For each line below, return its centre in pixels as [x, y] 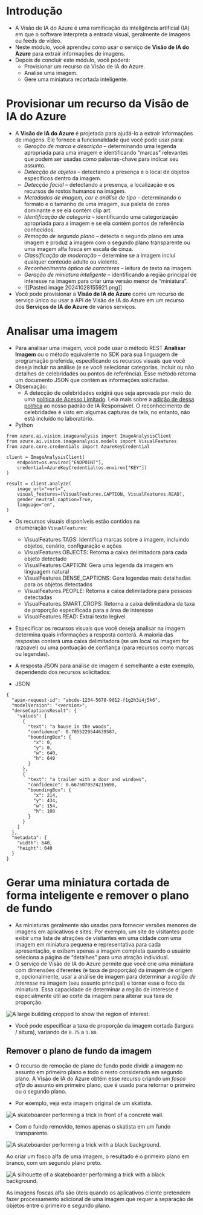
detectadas [38, 597]
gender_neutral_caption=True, [55, 499]
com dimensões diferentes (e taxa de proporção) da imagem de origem [104, 970]
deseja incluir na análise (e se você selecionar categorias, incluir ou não [105, 367]
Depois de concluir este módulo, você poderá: [72, 60]
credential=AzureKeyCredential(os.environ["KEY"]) [82, 468]
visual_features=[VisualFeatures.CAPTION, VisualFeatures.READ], [101, 494]
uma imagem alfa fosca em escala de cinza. [79, 248]
